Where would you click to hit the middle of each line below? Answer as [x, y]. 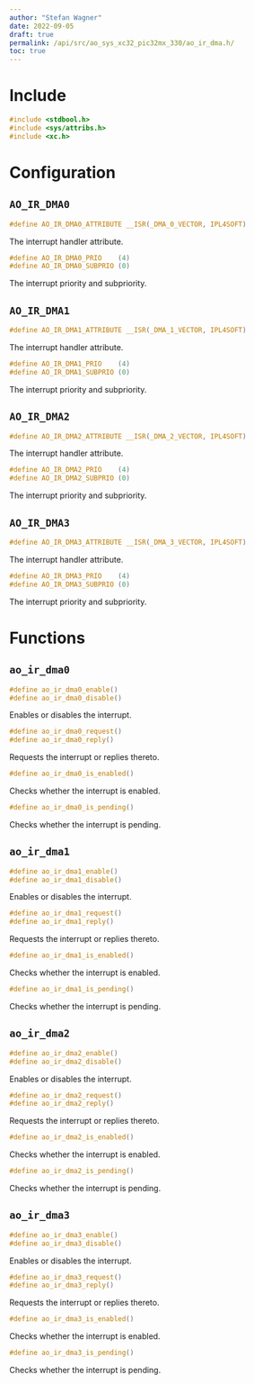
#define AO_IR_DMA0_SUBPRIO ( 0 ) [70, 267]
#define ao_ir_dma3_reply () [62, 1285]
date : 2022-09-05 [42, 26]
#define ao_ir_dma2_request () [66, 1095]
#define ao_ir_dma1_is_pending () [72, 990]
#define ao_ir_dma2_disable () [66, 1062]
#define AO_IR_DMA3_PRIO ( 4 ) [70, 576]
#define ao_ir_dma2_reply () [62, 1104]
